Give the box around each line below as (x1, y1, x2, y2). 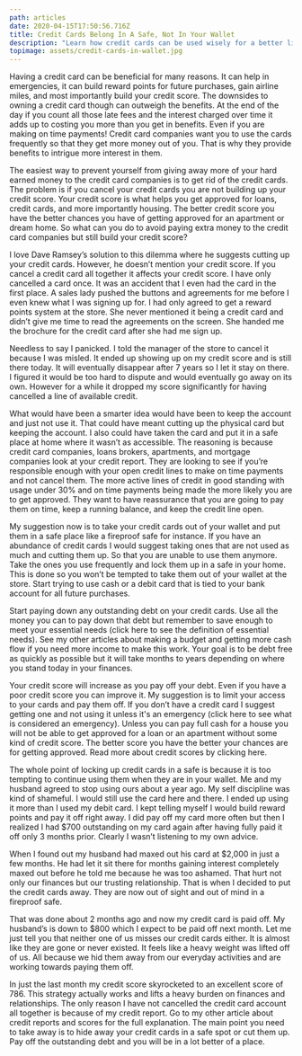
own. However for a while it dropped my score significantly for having (9, 381, 267, 392)
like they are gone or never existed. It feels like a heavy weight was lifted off (9, 943, 290, 954)
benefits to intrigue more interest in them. (9, 147, 164, 158)
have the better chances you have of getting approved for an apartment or (9, 213, 285, 224)
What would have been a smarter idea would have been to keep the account (9, 408, 292, 419)
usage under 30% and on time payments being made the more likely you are (9, 484, 293, 495)
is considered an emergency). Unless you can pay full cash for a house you (9, 718, 289, 729)
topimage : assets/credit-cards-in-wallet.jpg (9, 47, 182, 56)
